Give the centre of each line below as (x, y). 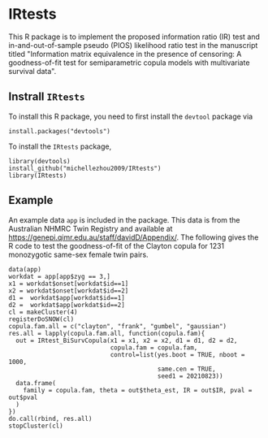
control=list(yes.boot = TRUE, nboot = (177, 354)
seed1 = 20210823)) (190, 376)
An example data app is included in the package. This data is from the (125, 219)
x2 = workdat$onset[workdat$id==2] (69, 291)
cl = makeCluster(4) (43, 312)
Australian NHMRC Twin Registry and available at (91, 228)
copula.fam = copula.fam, (154, 347)
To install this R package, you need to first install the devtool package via (131, 116)
